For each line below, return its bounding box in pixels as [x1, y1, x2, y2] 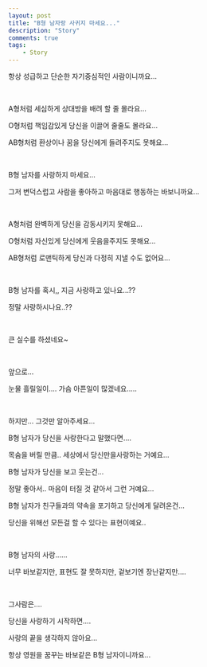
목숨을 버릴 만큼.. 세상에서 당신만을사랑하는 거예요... [8, 451, 170, 459]
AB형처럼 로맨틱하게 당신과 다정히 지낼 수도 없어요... [8, 253, 171, 263]
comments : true [8, 33, 59, 42]
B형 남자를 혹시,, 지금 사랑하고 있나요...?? [8, 286, 136, 294]
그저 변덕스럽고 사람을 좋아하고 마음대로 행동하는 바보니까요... [8, 187, 200, 196]
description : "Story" [8, 26, 80, 34]
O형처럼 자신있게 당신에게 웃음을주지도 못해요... [8, 236, 157, 245]
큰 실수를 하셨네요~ [8, 335, 69, 344]
